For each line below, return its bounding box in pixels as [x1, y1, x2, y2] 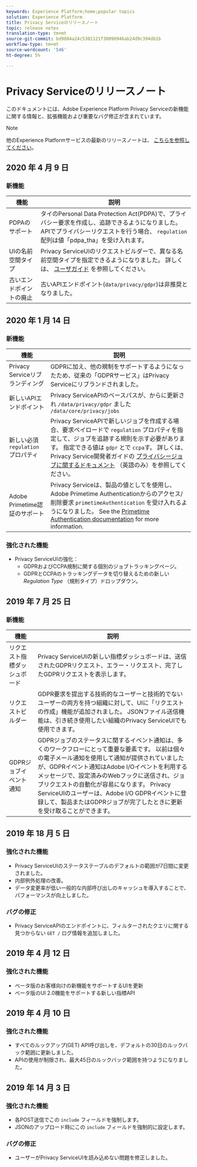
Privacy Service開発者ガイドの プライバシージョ [50, 452, 184, 460]
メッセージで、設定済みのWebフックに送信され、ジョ [38, 771, 185, 780]
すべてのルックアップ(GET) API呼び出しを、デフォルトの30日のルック [14, 1042, 183, 1049]
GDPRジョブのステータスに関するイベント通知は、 [38, 736, 178, 744]
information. [50, 522, 84, 530]
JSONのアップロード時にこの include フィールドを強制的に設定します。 [14, 1123, 189, 1131]
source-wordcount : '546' [6, 47, 67, 53]
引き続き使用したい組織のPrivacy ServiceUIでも [55, 716, 186, 724]
